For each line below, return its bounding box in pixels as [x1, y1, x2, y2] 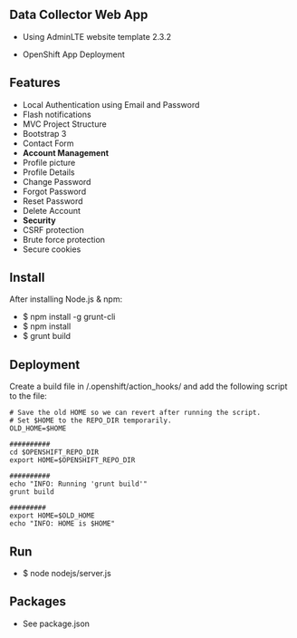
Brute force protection [22, 234, 106, 245]
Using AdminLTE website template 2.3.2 [22, 31, 172, 42]
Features [9, 75, 61, 91]
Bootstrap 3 [22, 128, 67, 139]
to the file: [9, 391, 47, 401]
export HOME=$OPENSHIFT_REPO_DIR [9, 456, 136, 465]
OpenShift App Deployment [22, 49, 125, 60]
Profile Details [22, 167, 75, 178]
